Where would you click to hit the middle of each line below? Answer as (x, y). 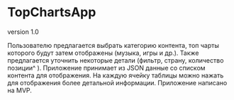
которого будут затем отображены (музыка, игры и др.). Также (103, 53)
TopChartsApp (52, 12)
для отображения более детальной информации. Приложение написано (117, 82)
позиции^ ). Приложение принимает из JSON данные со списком (106, 68)
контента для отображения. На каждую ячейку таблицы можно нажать (116, 75)
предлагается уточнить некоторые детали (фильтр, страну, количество (116, 60)
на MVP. (19, 90)
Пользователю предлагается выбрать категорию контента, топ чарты (113, 45)
